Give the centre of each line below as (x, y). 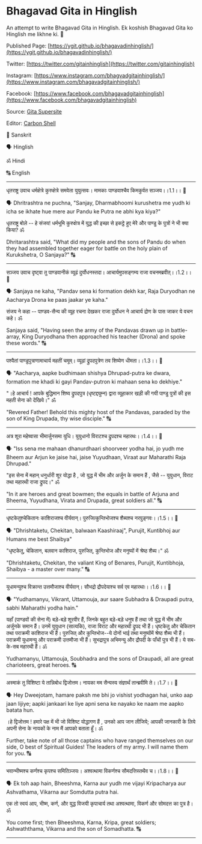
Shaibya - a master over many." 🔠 (48, 569)
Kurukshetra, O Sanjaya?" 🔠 (41, 254)
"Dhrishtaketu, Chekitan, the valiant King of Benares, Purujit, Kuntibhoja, (96, 563)
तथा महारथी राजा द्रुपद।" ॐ (33, 482)
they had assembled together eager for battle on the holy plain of (87, 248)
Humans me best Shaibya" (39, 539)
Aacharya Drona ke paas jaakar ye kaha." (57, 299)
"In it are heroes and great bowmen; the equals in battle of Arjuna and (93, 494)
